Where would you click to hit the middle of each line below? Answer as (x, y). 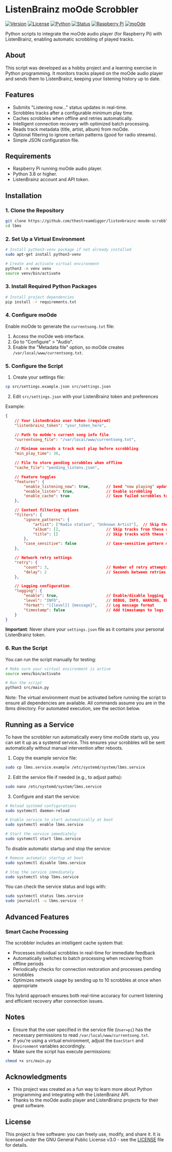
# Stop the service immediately (40, 872)
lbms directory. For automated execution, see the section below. (73, 708)
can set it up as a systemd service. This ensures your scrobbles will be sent (85, 742)
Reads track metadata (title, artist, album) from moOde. (71, 129)
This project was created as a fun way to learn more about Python (82, 1089)
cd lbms (14, 226)
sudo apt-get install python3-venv (43, 254)
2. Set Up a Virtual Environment (45, 239)
